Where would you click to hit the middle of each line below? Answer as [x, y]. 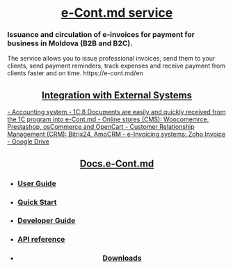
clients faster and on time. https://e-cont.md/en [75, 73]
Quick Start [37, 202]
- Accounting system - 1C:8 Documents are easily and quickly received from [116, 112]
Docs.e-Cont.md [117, 163]
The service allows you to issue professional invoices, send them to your [111, 59]
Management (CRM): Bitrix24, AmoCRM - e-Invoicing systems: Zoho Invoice [116, 134]
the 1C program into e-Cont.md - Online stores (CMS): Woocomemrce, [108, 119]
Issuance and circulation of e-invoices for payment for [101, 35]
